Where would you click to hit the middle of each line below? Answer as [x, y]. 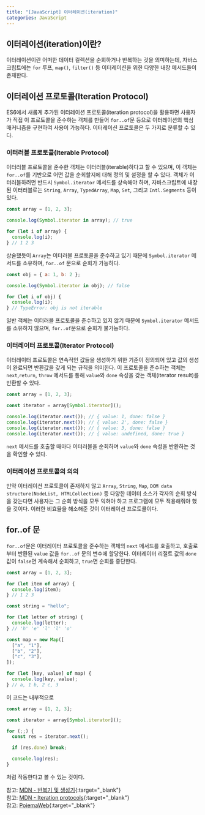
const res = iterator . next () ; [50, 737]
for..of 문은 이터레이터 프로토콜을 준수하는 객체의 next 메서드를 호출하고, [94, 546]
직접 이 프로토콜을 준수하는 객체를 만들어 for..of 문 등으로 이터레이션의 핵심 [103, 120]
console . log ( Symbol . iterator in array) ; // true [69, 220]
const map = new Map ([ [35, 640]
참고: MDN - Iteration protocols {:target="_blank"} [68, 797]
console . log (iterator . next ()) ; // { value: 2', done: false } [87, 423]
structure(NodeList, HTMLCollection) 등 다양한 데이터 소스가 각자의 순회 [96, 494]
